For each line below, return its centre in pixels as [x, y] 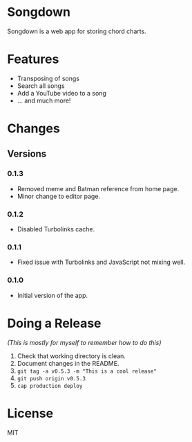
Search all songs [41, 86]
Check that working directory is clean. [71, 356]
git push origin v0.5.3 [51, 378]
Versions [27, 154]
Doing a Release [54, 323]
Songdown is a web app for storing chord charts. [77, 31]
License [30, 413]
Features [33, 59]
